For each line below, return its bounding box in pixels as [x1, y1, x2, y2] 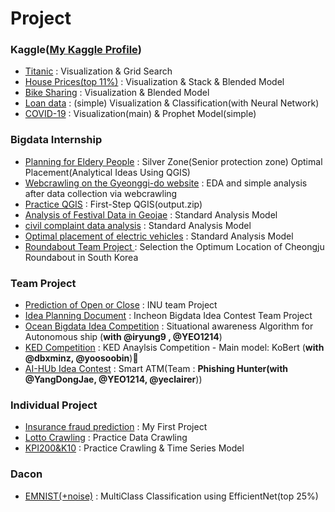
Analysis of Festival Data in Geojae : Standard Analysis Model [24, 208, 278, 221]
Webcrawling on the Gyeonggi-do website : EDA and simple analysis [24, 177, 308, 189]
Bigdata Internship [10, 133, 103, 147]
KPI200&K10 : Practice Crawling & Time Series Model [24, 442, 245, 454]
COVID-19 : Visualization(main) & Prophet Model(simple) [24, 108, 257, 120]
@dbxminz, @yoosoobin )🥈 [24, 352, 139, 364]
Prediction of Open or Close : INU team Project [24, 299, 218, 311]
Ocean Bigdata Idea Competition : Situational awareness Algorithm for [24, 320, 314, 332]
